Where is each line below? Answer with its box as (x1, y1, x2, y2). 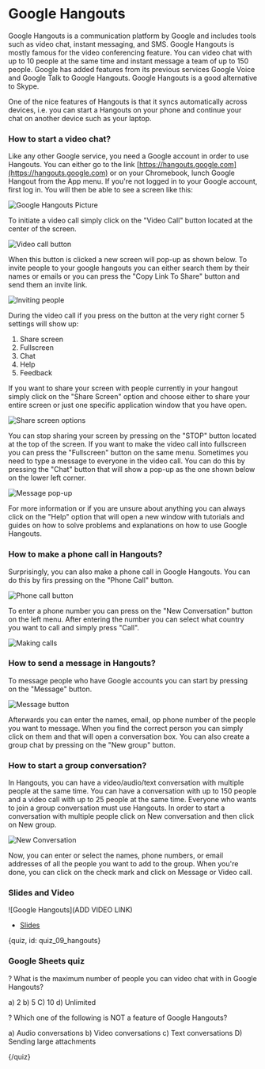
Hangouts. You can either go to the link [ (8, 160, 140, 169)
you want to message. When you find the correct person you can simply (8, 723, 244, 732)
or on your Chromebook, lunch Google (109, 168, 236, 178)
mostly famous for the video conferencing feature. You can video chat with (8, 48, 252, 57)
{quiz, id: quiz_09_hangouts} (8, 936, 101, 945)
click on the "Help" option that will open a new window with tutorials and (8, 512, 244, 522)
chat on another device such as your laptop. (8, 113, 152, 123)
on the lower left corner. (8, 473, 87, 483)
